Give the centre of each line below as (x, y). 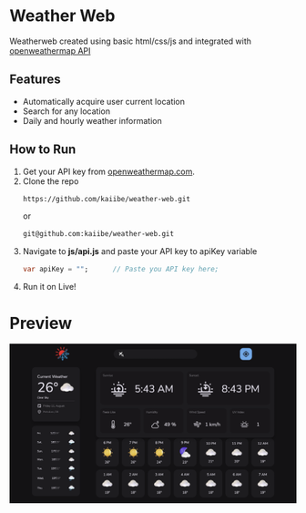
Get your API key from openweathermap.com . (109, 171)
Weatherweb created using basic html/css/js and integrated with (131, 41)
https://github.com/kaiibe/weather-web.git (107, 199)
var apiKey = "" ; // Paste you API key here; (121, 270)
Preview (41, 323)
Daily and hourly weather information (92, 120)
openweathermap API (50, 50)
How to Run (43, 150)
